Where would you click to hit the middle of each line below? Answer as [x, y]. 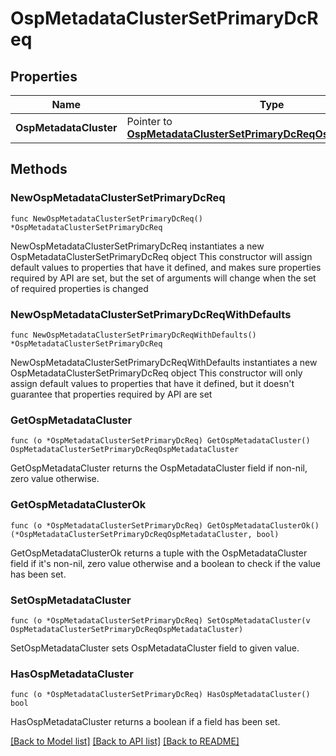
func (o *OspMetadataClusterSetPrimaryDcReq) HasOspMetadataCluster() [160, 695]
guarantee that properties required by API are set [111, 394]
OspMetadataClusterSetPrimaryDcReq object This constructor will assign [161, 256]
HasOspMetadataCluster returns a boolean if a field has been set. [145, 722]
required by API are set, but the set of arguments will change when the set [163, 278]
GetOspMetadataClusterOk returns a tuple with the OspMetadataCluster [159, 553]
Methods [39, 169]
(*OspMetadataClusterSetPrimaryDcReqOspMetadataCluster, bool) [145, 534]
